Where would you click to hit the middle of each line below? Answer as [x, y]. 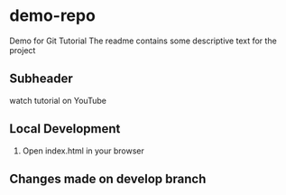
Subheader [42, 79]
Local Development [65, 129]
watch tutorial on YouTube [58, 100]
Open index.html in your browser [83, 151]
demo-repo [53, 16]
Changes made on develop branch [108, 178]
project [23, 50]
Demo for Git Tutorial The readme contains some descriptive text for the [143, 41]
